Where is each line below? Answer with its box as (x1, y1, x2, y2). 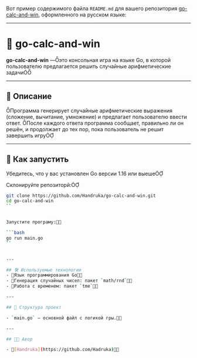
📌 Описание (6, 91, 52, 101)
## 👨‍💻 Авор (6, 336, 33, 342)
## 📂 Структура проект (6, 304, 62, 310)
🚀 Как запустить (6, 155, 69, 165)
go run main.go (6, 235, 43, 241)
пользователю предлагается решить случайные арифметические (6, 63, 171, 70)
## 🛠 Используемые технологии (6, 267, 81, 273)
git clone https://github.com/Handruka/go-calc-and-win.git (6, 193, 157, 199)
